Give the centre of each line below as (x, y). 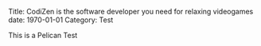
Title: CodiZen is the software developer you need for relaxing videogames (131, 11)
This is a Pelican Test (43, 35)
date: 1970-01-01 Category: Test (61, 20)
